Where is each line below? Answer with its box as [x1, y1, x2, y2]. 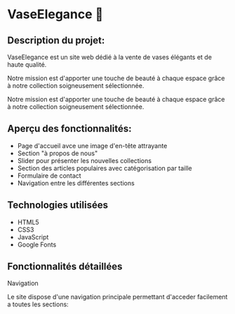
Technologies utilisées [7, 199, 109, 211]
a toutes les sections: [7, 300, 69, 308]
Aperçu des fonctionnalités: [7, 123, 132, 135]
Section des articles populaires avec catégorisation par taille [17, 164, 192, 172]
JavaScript [17, 233, 49, 241]
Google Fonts [17, 240, 57, 249]
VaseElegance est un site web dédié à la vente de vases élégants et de [7, 53, 213, 61]
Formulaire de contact [17, 171, 82, 180]
